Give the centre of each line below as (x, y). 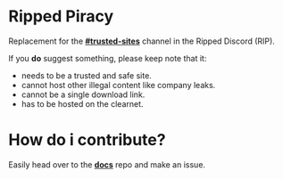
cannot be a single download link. (83, 94)
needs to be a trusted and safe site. (87, 75)
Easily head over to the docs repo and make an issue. (107, 164)
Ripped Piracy (61, 16)
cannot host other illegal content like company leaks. (118, 85)
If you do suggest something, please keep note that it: (108, 58)
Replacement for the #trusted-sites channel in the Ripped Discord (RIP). (142, 41)
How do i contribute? (87, 140)
